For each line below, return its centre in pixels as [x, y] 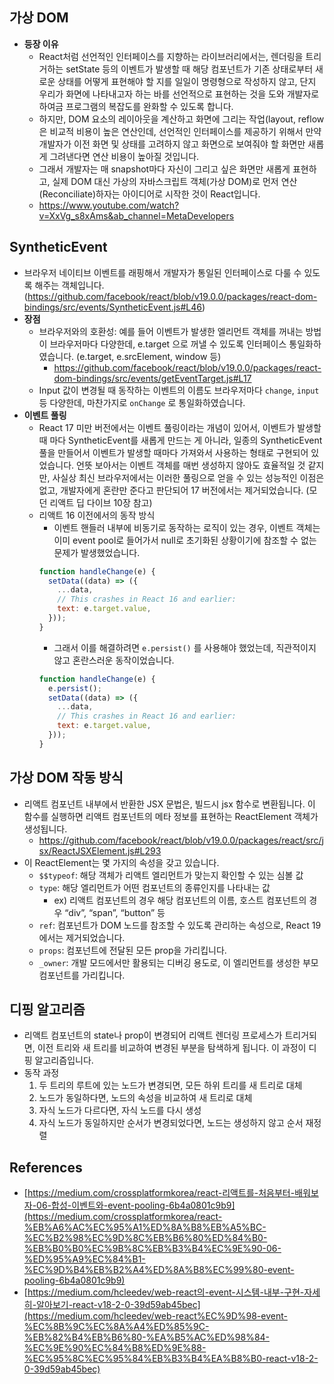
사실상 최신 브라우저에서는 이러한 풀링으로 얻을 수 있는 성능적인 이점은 [188, 477]
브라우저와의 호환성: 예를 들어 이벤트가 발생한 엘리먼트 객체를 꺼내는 [171, 331]
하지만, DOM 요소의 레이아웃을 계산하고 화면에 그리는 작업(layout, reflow [181, 119]
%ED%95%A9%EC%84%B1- [84, 1259]
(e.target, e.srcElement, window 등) [149, 356]
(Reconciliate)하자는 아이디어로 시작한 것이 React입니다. [149, 194]
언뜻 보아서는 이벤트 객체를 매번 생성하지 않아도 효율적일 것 [191, 465]
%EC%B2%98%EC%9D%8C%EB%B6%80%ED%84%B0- [145, 1238]
